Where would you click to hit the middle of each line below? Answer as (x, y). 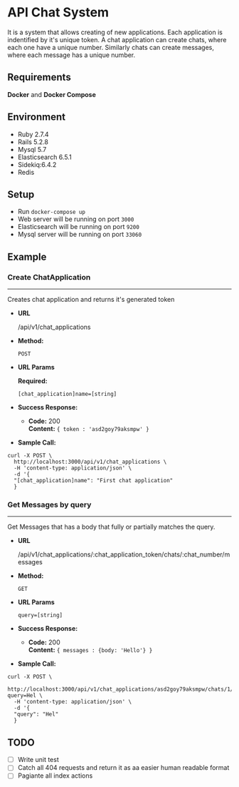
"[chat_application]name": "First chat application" (94, 481)
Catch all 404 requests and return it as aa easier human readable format (123, 768)
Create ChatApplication (49, 277)
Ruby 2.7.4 (33, 134)
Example (27, 257)
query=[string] (40, 615)
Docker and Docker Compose (52, 94)
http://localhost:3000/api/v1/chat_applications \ (90, 462)
